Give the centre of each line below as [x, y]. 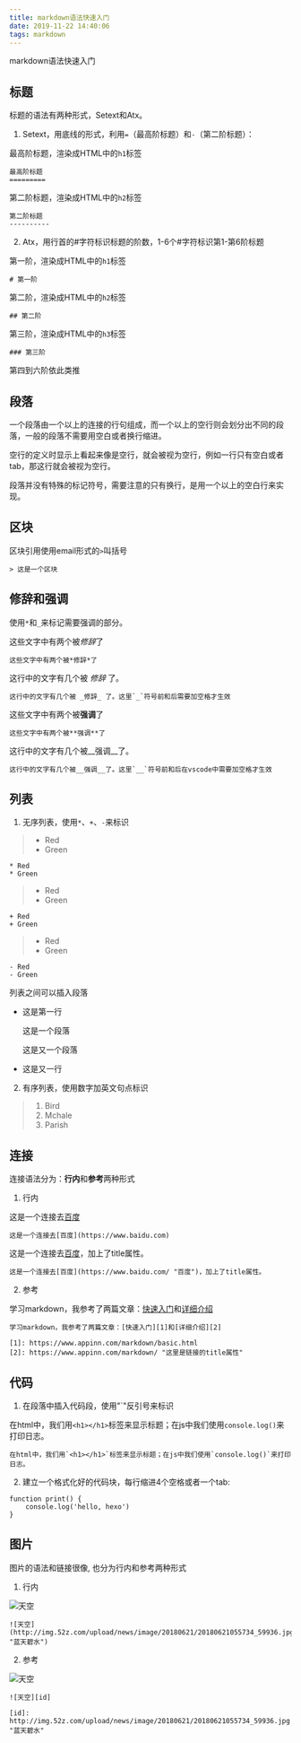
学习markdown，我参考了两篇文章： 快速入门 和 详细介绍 [111, 1309]
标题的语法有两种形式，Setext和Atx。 [78, 115]
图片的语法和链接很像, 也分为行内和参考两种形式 [98, 1567]
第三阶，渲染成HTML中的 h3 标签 [68, 334]
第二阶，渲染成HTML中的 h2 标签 [68, 298]
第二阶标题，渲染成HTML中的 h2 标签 [76, 197]
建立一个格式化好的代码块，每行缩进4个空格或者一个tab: [126, 1482]
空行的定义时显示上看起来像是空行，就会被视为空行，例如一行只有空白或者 [146, 455]
